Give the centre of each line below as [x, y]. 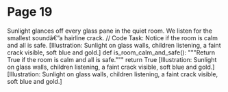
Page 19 [30, 12]
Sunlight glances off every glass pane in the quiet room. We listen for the [110, 31]
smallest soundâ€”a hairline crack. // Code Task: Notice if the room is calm [112, 37]
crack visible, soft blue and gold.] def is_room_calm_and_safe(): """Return [111, 52]
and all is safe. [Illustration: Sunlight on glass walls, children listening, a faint [114, 45]
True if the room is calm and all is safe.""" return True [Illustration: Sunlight [112, 59]
